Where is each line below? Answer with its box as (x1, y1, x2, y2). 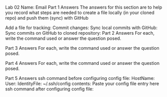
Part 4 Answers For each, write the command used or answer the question (5, 60, 160, 66)
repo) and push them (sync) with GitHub (5, 15, 89, 21)
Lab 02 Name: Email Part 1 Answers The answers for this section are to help (5, 5, 162, 10)
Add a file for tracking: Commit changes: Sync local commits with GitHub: (5, 25, 157, 31)
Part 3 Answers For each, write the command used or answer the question (5, 45, 159, 51)
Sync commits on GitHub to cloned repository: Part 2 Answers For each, (5, 30, 155, 36)
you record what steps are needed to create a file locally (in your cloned (5, 10, 154, 16)
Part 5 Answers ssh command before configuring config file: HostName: (5, 75, 155, 81)
